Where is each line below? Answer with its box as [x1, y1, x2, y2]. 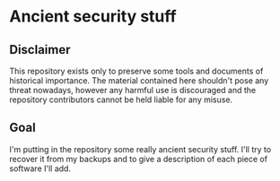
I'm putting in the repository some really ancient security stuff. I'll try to [9, 143, 272, 154]
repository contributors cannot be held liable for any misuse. [9, 94, 233, 105]
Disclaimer [9, 42, 71, 57]
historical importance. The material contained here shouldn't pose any [9, 75, 269, 86]
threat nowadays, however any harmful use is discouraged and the [9, 85, 257, 95]
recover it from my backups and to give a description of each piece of [9, 153, 267, 164]
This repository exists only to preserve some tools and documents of [9, 65, 264, 76]
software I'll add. [9, 163, 72, 174]
